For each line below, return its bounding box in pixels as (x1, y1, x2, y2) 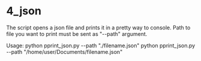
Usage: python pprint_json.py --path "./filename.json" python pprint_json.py (6, 42, 196, 49)
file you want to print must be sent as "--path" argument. (6, 30, 147, 37)
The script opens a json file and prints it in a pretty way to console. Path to (6, 24, 191, 31)
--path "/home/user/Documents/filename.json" (6, 48, 123, 55)
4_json (6, 4, 42, 18)
